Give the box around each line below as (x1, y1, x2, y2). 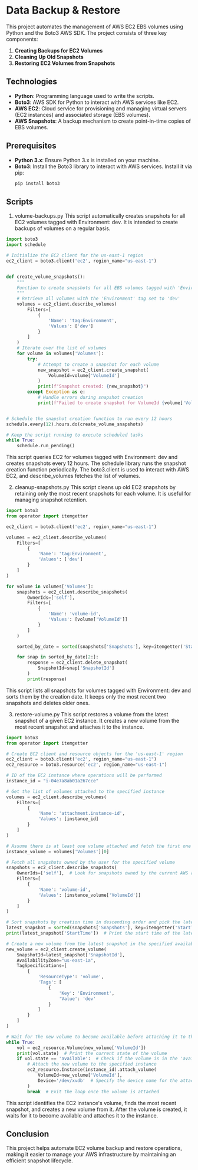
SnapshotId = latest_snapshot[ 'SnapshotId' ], (16, 952, 126, 958)
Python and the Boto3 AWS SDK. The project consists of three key (6, 29, 167, 36)
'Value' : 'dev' (58, 995, 96, 1002)
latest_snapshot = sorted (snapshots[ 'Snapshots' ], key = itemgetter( (6, 925, 176, 931)
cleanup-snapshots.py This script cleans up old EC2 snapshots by (14, 484, 176, 491)
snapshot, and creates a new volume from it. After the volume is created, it (6, 1106, 187, 1113)
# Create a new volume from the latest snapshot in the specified (6, 940, 173, 947)
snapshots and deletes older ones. (6, 699, 90, 706)
